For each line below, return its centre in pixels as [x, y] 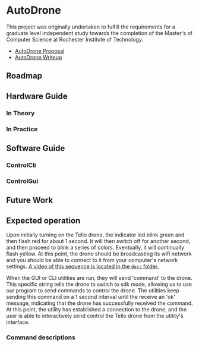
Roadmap [24, 76]
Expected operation [43, 220]
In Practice [22, 129]
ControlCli [21, 165]
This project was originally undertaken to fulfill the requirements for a [91, 27]
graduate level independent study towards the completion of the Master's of [99, 33]
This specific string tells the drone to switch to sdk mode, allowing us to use [99, 284]
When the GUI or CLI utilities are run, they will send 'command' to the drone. [99, 278]
